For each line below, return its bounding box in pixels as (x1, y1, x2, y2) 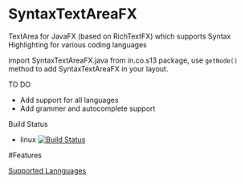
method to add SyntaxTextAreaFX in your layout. (8, 63, 169, 73)
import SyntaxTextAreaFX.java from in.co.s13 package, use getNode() (8, 55, 239, 65)
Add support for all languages (19, 95, 119, 104)
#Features (8, 150, 43, 160)
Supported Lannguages (8, 165, 87, 175)
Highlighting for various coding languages (8, 39, 147, 49)
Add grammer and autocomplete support (19, 104, 156, 113)
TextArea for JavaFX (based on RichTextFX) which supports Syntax (8, 31, 231, 41)
